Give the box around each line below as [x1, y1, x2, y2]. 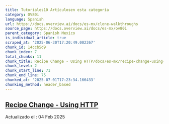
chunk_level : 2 [5, 63, 37, 68]
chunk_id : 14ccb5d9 [5, 45, 46, 50]
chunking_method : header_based [5, 82, 71, 87]
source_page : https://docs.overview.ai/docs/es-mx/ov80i [5, 26, 127, 31]
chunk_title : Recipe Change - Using [5, 59, 82, 64]
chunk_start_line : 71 [5, 68, 51, 73]
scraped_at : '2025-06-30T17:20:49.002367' [5, 40, 96, 45]
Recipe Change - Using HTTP [5, 101, 99, 109]
